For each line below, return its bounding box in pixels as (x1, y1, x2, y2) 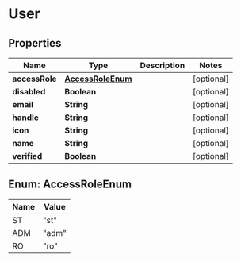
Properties (8, 37, 62, 50)
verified (12, 151, 43, 161)
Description (140, 60, 186, 71)
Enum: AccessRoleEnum (8, 178, 132, 191)
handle (12, 112, 40, 123)
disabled (12, 87, 46, 97)
